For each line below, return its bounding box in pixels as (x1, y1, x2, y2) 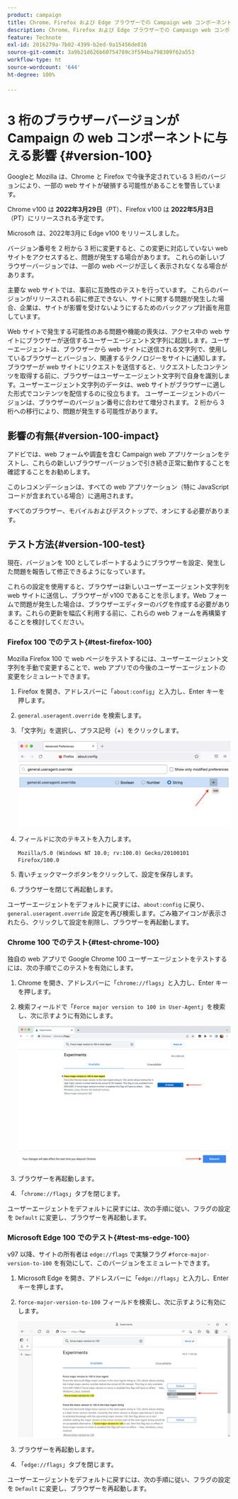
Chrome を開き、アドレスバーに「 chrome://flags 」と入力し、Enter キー (17, 978, 228, 988)
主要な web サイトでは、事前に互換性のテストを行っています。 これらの (7, 285, 217, 294)
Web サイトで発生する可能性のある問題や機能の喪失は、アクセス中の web (7, 327, 222, 336)
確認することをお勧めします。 (7, 468, 94, 476)
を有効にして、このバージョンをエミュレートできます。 (53, 1259, 214, 1267)
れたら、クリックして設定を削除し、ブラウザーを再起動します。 (7, 918, 193, 927)
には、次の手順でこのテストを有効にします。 (7, 963, 137, 972)
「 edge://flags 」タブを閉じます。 (17, 1460, 118, 1469)
